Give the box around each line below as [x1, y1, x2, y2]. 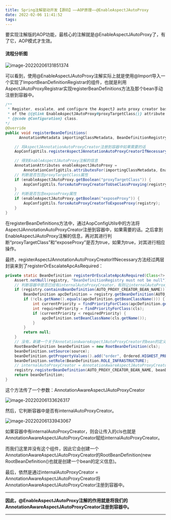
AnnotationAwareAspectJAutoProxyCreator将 [5, 475, 101, 481]
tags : [5, 17, 17, 22]
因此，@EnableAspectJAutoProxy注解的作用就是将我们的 [5, 497, 128, 503]
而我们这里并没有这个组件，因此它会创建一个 [5, 445, 99, 451]
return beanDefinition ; [14, 372, 65, 377]
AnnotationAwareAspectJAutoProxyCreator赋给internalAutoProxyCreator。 [5, 434, 163, 441]
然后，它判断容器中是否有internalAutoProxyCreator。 [5, 407, 117, 414]
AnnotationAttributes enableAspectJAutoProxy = [14, 163, 117, 168]
